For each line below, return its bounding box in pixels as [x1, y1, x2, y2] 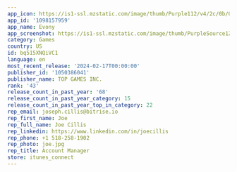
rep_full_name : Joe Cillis [7, 121, 87, 128]
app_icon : [7, 10, 37, 18]
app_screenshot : [7, 29, 55, 37]
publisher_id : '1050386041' [7, 69, 90, 76]
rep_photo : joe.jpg [7, 141, 65, 148]
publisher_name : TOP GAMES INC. [7, 75, 102, 83]
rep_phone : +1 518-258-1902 [7, 134, 90, 141]
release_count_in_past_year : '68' [7, 88, 109, 95]
